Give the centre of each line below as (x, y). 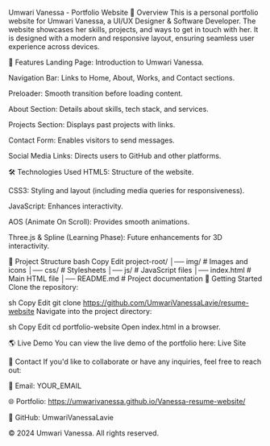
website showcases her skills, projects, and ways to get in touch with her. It (133, 29)
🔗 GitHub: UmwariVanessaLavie (61, 417)
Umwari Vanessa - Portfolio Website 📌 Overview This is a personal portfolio (133, 12)
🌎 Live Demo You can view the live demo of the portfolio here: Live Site (127, 343)
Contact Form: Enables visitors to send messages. (91, 140)
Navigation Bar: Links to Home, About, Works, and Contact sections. (122, 78)
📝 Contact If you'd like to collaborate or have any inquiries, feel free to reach (135, 361)
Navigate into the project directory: (94, 311)
